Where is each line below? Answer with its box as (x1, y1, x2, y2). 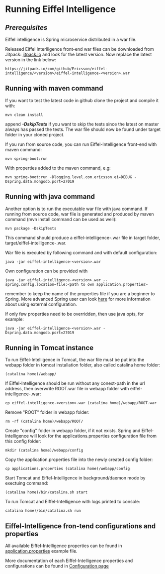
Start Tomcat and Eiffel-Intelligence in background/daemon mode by (5, 475, 146, 481)
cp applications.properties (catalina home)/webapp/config (5, 466, 130, 471)
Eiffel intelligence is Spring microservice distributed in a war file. (5, 36, 137, 42)
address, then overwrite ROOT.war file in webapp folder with (5, 386, 129, 392)
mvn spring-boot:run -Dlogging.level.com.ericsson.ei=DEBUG (5, 174, 133, 180)
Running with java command (5, 193, 95, 201)
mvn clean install (5, 112, 43, 117)
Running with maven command (5, 84, 103, 93)
